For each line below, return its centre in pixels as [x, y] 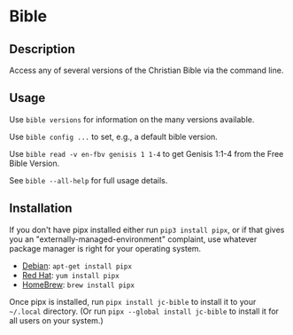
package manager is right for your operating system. [105, 248]
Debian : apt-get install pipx [77, 265]
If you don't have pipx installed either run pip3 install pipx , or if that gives [147, 230]
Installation [41, 209]
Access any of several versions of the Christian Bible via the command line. [146, 70]
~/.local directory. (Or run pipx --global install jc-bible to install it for [144, 311]
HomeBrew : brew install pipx [78, 284]
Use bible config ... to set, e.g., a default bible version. [114, 136]
